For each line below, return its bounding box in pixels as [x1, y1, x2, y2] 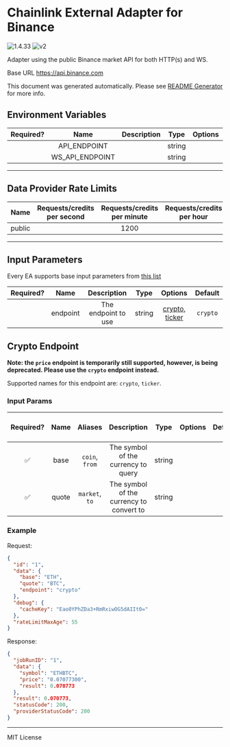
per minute [111, 211, 149, 221]
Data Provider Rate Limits [7, 183, 118, 195]
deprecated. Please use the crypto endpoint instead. [7, 366, 159, 375]
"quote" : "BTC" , [19, 580, 66, 587]
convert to [112, 506, 145, 515]
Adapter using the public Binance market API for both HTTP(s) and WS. [7, 55, 208, 63]
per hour [179, 211, 209, 221]
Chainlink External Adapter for [7, 5, 183, 21]
